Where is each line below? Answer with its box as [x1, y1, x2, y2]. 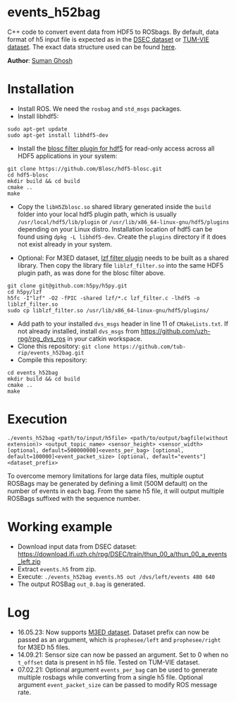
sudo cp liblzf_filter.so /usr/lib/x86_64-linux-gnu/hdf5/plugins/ [7, 307, 210, 314]
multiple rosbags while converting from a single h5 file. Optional [17, 672, 203, 682]
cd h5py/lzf [7, 288, 42, 295]
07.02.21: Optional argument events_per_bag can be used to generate [17, 665, 218, 674]
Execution [7, 411, 68, 427]
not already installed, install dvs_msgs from [17, 326, 139, 335]
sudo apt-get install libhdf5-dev [7, 131, 109, 138]
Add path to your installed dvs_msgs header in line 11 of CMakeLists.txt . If [17, 319, 229, 328]
